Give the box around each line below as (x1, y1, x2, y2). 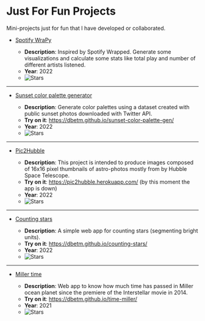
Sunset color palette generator (15, 92, 93, 99)
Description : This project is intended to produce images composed (24, 159, 194, 166)
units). (24, 233, 41, 240)
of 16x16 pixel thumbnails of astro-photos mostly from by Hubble (24, 165, 187, 172)
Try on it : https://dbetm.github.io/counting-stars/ (24, 240, 148, 247)
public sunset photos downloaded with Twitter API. (24, 110, 153, 117)
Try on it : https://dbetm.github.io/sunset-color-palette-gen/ (24, 116, 174, 123)
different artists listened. (24, 61, 86, 68)
